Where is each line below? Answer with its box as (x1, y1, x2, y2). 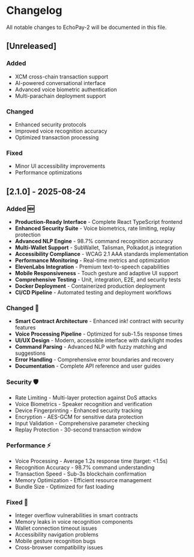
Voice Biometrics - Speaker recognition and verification (14, 400, 153, 407)
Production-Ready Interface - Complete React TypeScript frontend (14, 218, 183, 225)
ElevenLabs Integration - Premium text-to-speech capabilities (14, 263, 170, 270)
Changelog (6, 4, 62, 18)
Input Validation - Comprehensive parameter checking (14, 419, 150, 427)
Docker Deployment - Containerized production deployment (14, 282, 165, 290)
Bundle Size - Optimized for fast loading (14, 483, 114, 490)
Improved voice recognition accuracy (14, 127, 108, 135)
